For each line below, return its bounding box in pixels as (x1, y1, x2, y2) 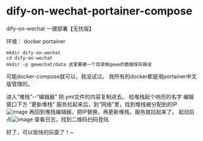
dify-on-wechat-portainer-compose (6, 4, 193, 18)
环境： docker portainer (6, 37, 65, 45)
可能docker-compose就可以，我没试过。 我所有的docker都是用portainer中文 (6, 72, 197, 80)
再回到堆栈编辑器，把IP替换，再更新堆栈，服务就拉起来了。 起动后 (29, 108, 195, 115)
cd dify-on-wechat (6, 55, 53, 61)
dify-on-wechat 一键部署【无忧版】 (6, 25, 95, 32)
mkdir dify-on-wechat (6, 49, 61, 55)
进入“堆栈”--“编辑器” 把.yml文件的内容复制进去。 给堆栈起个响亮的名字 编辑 (6, 93, 195, 100)
